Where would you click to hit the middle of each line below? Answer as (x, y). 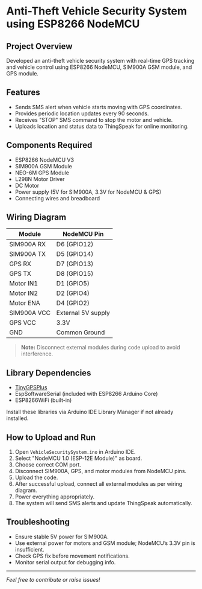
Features (23, 93)
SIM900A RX (28, 244)
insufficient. (29, 549)
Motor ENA (25, 303)
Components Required (49, 145)
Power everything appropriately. (55, 497)
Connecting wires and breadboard (57, 198)
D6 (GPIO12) (75, 244)
